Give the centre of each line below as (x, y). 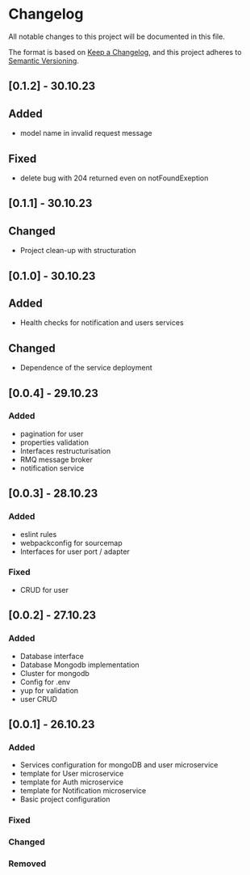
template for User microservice (72, 774)
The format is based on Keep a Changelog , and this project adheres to (125, 52)
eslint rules (38, 534)
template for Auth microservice (71, 782)
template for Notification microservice (83, 791)
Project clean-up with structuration (78, 251)
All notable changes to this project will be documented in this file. (117, 36)
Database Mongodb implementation (79, 665)
